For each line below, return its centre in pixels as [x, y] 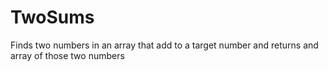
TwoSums [52, 17]
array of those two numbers [67, 55]
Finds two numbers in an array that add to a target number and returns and [164, 45]
